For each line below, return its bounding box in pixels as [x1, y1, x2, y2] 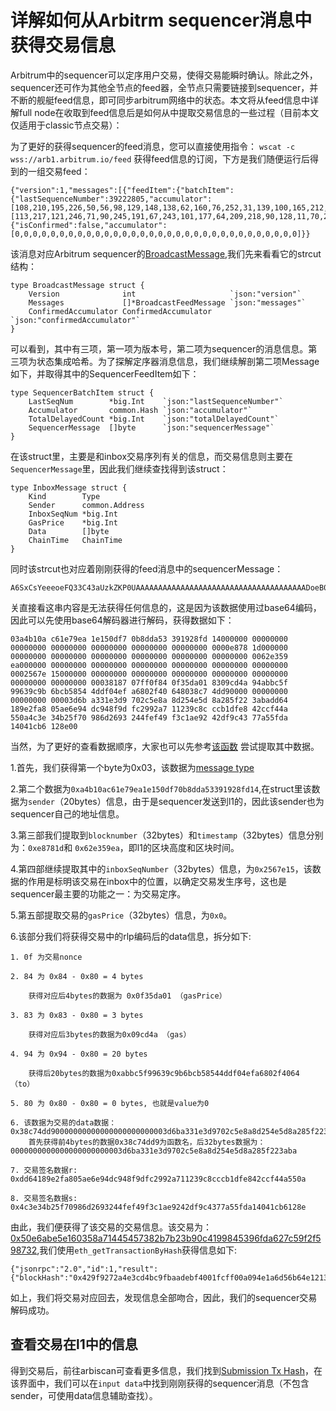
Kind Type [28, 491, 101, 501]
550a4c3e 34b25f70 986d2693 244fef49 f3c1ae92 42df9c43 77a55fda [10, 712, 288, 723]
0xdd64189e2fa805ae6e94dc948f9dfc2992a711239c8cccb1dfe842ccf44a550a [10, 1174, 307, 1184]
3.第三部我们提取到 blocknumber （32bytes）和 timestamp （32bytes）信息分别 [10, 829, 324, 841]
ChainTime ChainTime [28, 535, 123, 545]
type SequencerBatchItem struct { [10, 387, 155, 398]
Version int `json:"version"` [28, 289, 302, 299]
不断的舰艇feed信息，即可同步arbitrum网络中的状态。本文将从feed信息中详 [10, 94, 320, 106]
